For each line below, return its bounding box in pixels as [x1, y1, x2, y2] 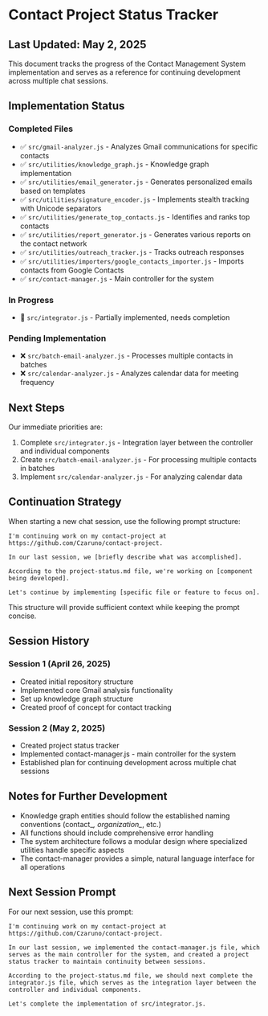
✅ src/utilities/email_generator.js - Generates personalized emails [19, 177, 253, 186]
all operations [19, 862, 66, 871]
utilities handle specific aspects [19, 845, 124, 854]
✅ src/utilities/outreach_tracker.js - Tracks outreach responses [19, 247, 245, 256]
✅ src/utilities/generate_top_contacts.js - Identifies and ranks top [19, 211, 250, 222]
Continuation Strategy [8, 495, 122, 509]
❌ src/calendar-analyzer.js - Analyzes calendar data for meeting [19, 368, 239, 379]
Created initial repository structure [19, 677, 134, 686]
